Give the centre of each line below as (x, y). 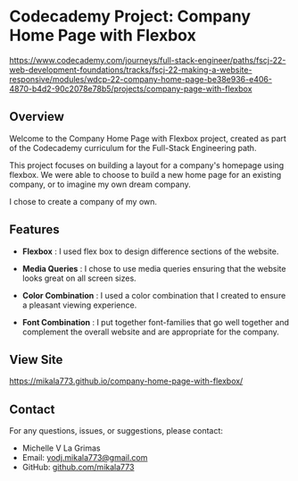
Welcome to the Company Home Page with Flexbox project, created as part (148, 138)
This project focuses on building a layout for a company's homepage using (147, 165)
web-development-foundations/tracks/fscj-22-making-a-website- (131, 70)
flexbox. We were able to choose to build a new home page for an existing (145, 174)
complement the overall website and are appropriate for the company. (150, 332)
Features (34, 230)
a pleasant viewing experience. (79, 305)
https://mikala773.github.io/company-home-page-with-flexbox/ (126, 381)
